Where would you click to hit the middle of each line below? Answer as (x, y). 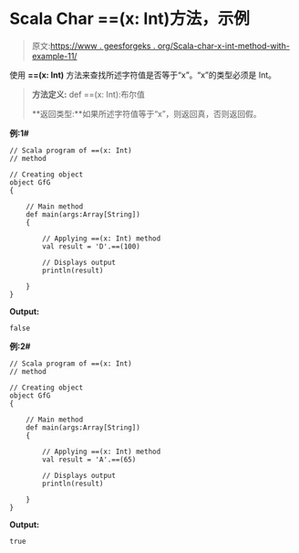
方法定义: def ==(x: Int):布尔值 (88, 94)
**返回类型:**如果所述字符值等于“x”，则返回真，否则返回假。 (146, 113)
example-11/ (54, 56)
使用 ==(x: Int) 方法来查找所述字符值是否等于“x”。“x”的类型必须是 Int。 (143, 75)
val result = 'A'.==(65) (89, 459)
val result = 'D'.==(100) (92, 246)
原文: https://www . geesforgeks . (93, 46)
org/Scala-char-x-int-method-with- (223, 46)
